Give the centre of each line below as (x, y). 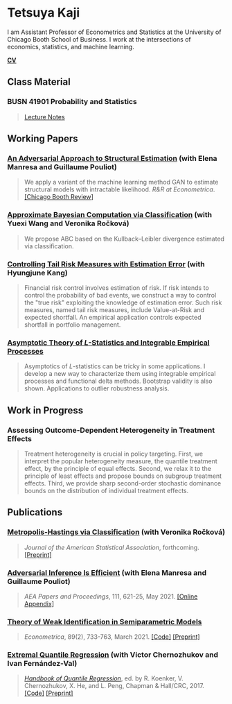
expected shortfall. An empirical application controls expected (113, 317)
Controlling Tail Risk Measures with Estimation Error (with (106, 264)
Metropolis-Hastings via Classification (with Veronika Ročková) (116, 532)
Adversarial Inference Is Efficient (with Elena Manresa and (107, 572)
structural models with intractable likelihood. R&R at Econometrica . (119, 189)
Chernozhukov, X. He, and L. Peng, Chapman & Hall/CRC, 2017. (114, 686)
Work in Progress (45, 410)
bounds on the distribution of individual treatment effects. (106, 490)
